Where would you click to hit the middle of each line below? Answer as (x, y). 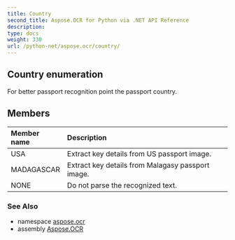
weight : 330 (24, 40)
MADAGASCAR (36, 169)
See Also (23, 206)
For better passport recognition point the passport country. (92, 91)
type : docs (23, 33)
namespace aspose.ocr (51, 221)
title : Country (29, 14)
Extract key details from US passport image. (139, 153)
